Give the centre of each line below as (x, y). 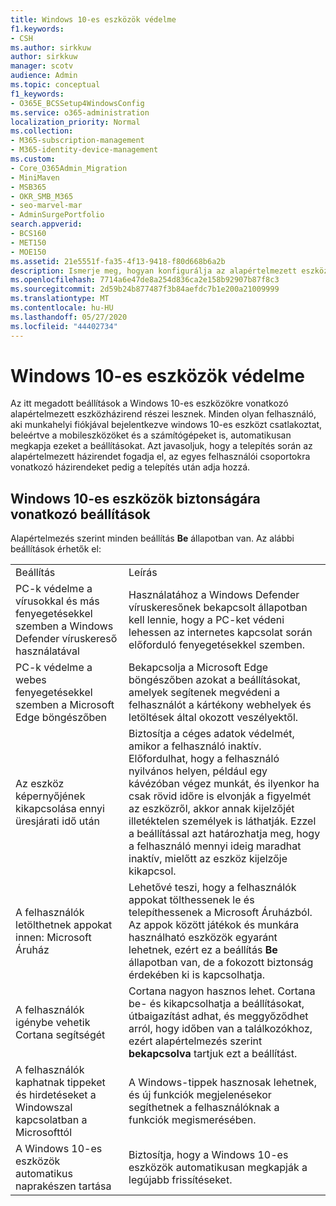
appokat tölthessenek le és (191, 900)
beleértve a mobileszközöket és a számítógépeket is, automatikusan (151, 435)
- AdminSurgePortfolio (57, 215)
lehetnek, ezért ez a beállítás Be (203, 950)
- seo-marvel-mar (46, 206)
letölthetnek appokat (64, 925)
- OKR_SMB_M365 (42, 196)
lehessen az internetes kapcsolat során (220, 633)
